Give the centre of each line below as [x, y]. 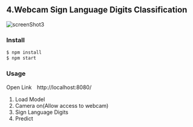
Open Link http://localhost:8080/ [49, 87]
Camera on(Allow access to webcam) [62, 106]
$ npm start [21, 58]
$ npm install [24, 53]
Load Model [30, 99]
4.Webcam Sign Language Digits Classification [97, 10]
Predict [24, 119]
